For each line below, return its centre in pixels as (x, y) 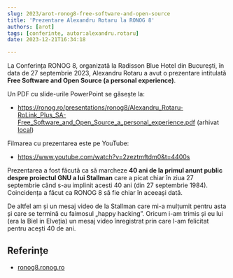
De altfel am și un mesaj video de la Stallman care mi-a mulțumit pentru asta (117, 206)
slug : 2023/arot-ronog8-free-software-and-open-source (89, 14)
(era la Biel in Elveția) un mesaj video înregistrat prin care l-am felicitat (108, 221)
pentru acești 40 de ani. (42, 228)
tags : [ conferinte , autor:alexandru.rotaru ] (73, 33)
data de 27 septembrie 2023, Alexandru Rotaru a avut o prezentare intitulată (117, 73)
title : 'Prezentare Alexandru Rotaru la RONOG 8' (81, 20)
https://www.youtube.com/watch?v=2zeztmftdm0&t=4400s (104, 157)
